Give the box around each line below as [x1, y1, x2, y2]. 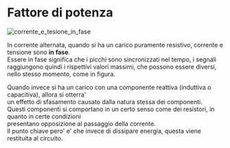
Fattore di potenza [7, 5, 113, 21]
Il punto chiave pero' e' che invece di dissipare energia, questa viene [7, 127, 201, 135]
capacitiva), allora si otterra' [7, 90, 87, 99]
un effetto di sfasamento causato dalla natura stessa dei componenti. [7, 97, 203, 106]
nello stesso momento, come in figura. [7, 70, 115, 78]
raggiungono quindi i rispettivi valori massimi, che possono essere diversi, [7, 62, 217, 71]
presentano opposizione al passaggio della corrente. [7, 119, 156, 127]
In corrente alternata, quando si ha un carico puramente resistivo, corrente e [7, 40, 223, 49]
